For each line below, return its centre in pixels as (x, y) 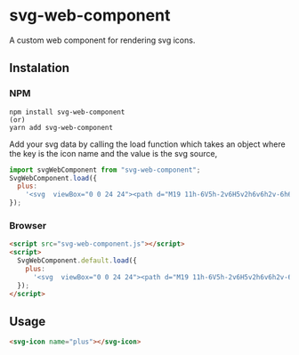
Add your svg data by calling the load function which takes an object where (148, 144)
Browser (28, 225)
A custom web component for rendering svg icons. (102, 40)
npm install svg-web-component (67, 112)
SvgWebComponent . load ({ (53, 178)
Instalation (39, 68)
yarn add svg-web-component (61, 127)
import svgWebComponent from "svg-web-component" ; (105, 170)
